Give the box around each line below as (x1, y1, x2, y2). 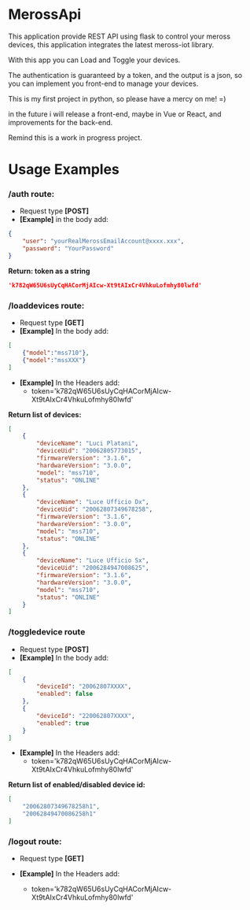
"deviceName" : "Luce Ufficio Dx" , (36, 498, 149, 506)
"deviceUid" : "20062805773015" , (36, 447, 143, 455)
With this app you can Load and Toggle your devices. (8, 55, 181, 65)
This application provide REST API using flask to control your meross (8, 31, 230, 41)
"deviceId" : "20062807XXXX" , (36, 682, 132, 690)
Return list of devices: (8, 409, 82, 419)
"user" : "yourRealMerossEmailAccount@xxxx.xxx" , (22, 238, 185, 246)
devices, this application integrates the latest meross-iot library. (8, 39, 215, 49)
